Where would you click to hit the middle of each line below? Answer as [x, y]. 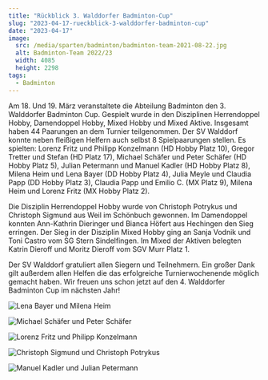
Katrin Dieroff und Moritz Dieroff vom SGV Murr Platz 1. [99, 249]
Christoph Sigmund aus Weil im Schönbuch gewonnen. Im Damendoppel [128, 215]
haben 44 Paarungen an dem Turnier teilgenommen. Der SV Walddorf [123, 131]
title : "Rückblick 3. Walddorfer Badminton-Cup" [91, 16]
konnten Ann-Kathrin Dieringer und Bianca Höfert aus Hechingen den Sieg [131, 223]
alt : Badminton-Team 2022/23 [64, 53]
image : [19, 38]
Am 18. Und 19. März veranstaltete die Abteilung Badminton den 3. [117, 106]
